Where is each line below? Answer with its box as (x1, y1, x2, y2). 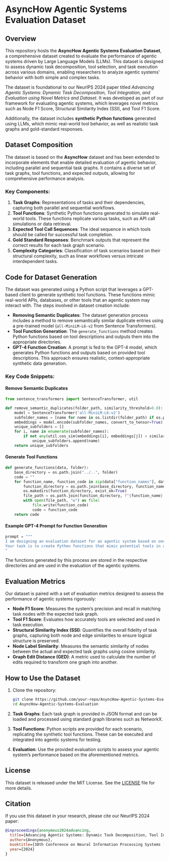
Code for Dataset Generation (5, 273, 97, 282)
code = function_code (32, 507, 78, 512)
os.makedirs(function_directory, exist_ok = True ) (23, 489, 127, 494)
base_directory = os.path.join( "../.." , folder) (14, 470, 118, 475)
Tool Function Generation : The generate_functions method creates (12, 328, 153, 334)
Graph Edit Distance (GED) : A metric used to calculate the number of (12, 654, 156, 660)
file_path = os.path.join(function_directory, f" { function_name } (23, 493, 163, 498)
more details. (5, 785, 33, 791)
